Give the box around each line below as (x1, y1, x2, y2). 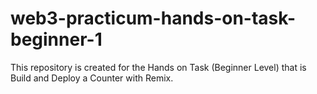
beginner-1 (10, 28, 103, 51)
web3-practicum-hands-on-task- (10, 7, 297, 30)
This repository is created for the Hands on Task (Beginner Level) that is (10, 61, 307, 73)
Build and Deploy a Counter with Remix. (10, 72, 174, 84)
